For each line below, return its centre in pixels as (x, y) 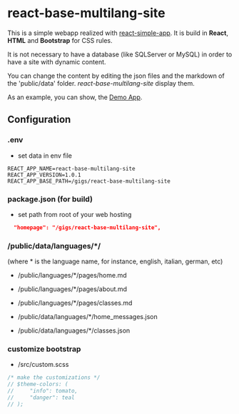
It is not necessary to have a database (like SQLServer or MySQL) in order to (120, 54)
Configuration (39, 120)
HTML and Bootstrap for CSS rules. (60, 40)
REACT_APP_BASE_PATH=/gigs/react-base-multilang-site (89, 181)
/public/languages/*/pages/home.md (72, 276)
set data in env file (45, 156)
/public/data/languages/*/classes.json (74, 330)
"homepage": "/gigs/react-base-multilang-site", (87, 227)
